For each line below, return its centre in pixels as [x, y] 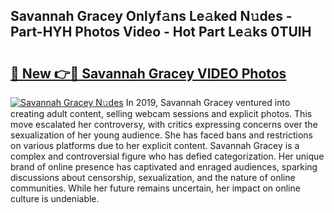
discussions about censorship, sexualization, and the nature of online [153, 177]
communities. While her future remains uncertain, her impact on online [155, 188]
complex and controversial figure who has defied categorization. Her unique [167, 156]
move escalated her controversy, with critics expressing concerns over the [164, 124]
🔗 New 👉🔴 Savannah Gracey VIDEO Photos [148, 73]
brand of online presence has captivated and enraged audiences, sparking [164, 167]
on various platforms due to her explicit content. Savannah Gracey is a [155, 145]
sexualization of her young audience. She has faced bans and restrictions [161, 135]
